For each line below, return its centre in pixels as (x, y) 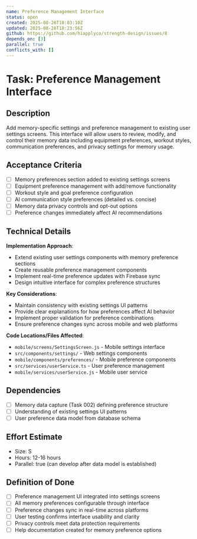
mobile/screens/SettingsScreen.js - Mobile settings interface (90, 347)
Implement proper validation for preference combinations (84, 318)
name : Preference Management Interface (55, 12)
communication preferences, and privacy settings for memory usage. (90, 146)
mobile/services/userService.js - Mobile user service (81, 372)
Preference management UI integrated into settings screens (87, 496)
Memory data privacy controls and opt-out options (76, 206)
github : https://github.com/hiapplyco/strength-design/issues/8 (87, 34)
